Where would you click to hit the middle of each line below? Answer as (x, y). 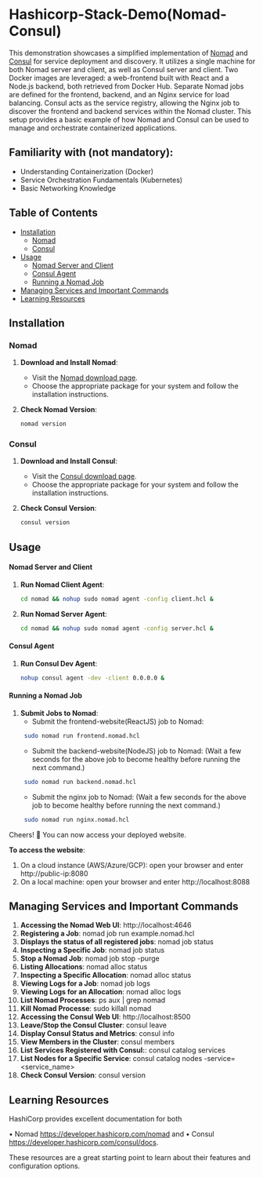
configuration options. (45, 1166)
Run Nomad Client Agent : (62, 584)
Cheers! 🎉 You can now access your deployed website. (98, 834)
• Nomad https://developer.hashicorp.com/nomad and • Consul (112, 1134)
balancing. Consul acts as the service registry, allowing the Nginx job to (124, 103)
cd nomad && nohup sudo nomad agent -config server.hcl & (117, 628)
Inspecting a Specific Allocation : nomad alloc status (106, 976)
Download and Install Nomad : (69, 363)
